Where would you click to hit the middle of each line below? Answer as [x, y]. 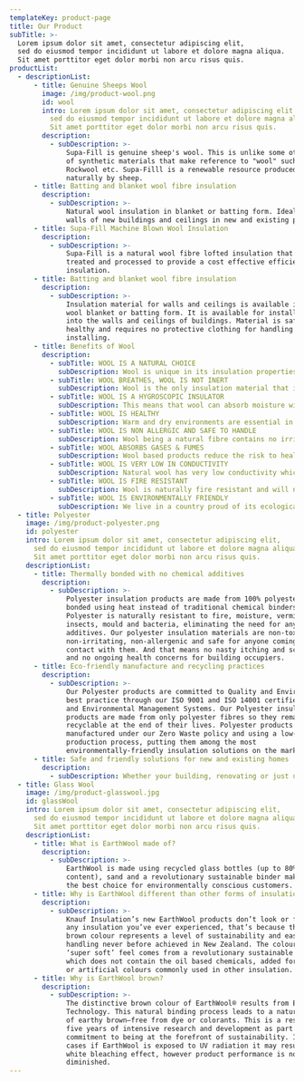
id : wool [58, 102]
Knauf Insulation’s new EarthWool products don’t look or [178, 919]
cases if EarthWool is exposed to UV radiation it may [172, 1046]
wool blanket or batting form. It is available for [166, 313]
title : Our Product [46, 26]
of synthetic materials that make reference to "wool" [172, 161]
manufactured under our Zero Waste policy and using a [172, 734]
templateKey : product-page [60, 18]
